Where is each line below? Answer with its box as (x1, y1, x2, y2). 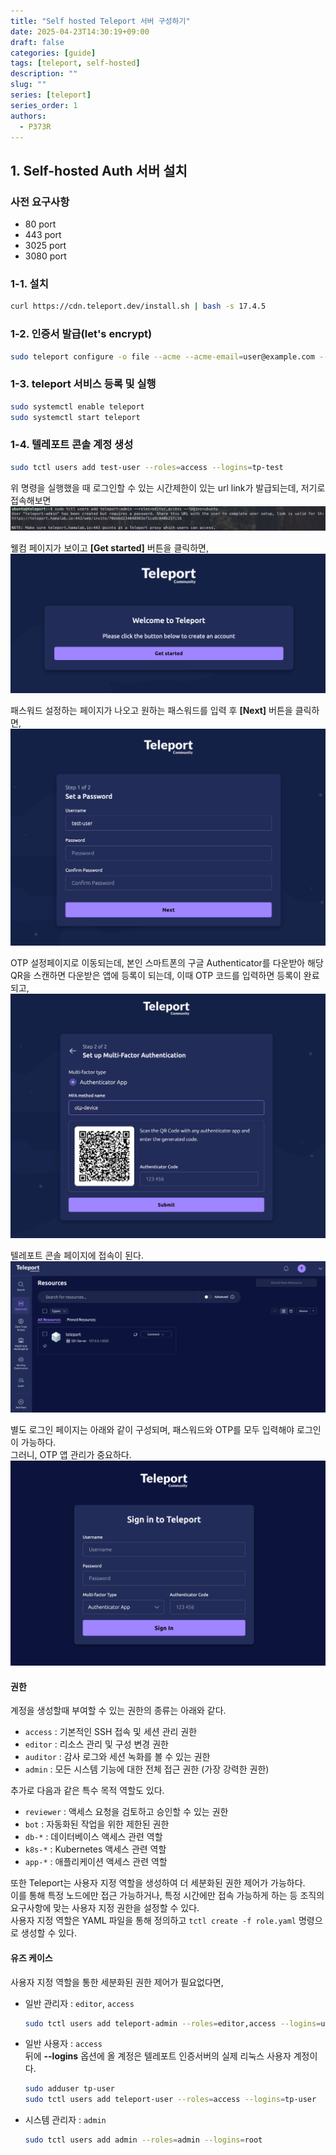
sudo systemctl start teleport (10, 412, 141, 422)
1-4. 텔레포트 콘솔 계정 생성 (10, 438, 134, 452)
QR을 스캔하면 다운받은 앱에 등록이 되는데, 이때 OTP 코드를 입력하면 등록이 (10, 970, 302, 982)
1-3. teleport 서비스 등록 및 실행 (10, 377, 157, 391)
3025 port (24, 240, 67, 252)
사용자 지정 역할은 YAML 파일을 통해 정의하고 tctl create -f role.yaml (10, 1915, 297, 1927)
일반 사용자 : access (24, 2038, 103, 2050)
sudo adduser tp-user (24, 2084, 115, 2094)
